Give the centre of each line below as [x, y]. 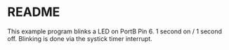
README [34, 12]
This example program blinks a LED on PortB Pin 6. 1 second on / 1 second [115, 31]
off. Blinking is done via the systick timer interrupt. [80, 38]
